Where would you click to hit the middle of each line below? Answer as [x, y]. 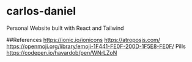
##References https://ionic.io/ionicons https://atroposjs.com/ [83, 40]
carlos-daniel [41, 11]
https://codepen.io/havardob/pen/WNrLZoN [62, 52]
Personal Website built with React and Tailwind [65, 28]
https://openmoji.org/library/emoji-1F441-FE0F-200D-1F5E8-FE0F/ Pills [96, 46]
